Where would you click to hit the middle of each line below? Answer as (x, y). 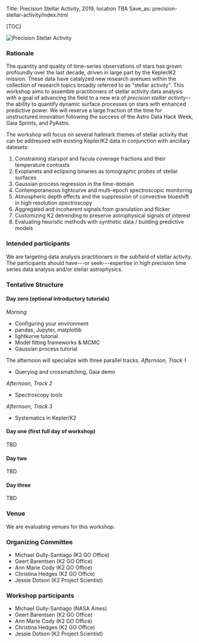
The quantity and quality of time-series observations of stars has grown (94, 66)
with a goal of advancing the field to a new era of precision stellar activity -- (99, 98)
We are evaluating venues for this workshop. (61, 527)
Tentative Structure (35, 285)
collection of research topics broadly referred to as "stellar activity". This (95, 85)
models (24, 228)
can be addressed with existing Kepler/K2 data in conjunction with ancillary (98, 141)
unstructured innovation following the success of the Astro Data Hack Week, (100, 117)
